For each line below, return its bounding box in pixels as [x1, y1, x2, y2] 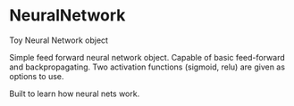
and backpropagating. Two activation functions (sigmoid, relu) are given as [9, 61, 286, 72]
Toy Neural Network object [9, 35, 109, 45]
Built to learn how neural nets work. [9, 88, 140, 99]
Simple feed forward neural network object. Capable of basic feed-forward [9, 52, 286, 62]
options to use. [9, 70, 64, 81]
